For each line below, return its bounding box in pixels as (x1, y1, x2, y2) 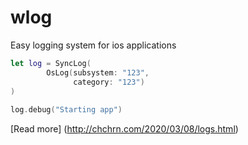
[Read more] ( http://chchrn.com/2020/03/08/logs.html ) (10, 123, 239, 135)
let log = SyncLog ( (10, 58, 92, 68)
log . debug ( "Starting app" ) (10, 105, 123, 115)
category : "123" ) (73, 77, 145, 87)
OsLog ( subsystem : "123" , (46, 67, 150, 78)
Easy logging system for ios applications (10, 39, 177, 51)
